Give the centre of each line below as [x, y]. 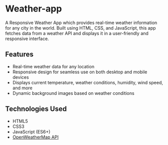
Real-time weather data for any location [53, 66]
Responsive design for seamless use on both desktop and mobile [80, 72]
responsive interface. [27, 39]
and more [22, 88]
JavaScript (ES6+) [31, 131]
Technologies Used [36, 109]
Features [19, 54]
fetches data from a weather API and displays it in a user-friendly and [77, 33]
